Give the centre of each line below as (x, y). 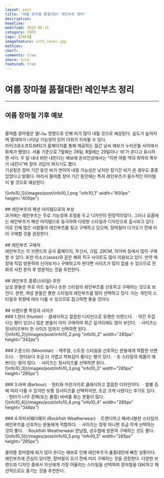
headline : (15, 23)
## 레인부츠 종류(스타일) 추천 (33, 281)
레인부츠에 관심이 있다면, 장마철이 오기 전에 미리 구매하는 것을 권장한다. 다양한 (79, 458)
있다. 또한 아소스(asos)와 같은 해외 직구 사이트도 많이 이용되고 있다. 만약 (84, 257)
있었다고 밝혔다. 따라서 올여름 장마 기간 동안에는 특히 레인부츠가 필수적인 (74, 176)
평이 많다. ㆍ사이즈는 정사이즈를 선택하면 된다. (61, 363)
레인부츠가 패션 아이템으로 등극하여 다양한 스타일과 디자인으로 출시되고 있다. (82, 221)
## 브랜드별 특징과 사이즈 (29, 310)
